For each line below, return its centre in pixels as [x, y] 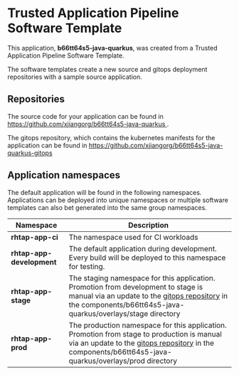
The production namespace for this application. [148, 325]
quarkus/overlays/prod [107, 361]
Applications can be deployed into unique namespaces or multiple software [118, 200]
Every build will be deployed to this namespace [147, 258]
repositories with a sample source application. [75, 77]
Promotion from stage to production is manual [145, 334]
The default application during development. [143, 248]
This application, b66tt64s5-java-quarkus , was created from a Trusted [112, 48]
